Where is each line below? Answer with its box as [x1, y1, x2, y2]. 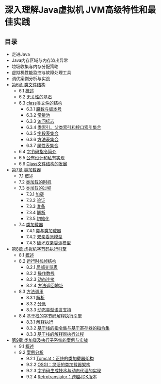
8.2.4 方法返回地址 [26, 283, 64, 288]
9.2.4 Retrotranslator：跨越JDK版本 [26, 374, 97, 380]
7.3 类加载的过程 [18, 185, 52, 191]
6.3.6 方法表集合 [26, 137, 59, 142]
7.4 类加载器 [18, 222, 43, 227]
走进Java [11, 52, 30, 57]
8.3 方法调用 [18, 289, 44, 294]
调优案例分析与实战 [11, 76, 50, 81]
